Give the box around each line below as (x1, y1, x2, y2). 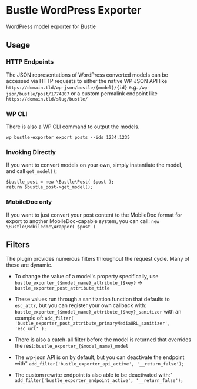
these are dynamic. (6, 261, 53, 268)
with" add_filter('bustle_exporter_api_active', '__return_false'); (14, 360, 185, 367)
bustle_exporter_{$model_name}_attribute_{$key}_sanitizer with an (14, 308, 182, 315)
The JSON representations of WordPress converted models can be (6, 71, 169, 78)
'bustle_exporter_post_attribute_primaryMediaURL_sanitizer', (14, 321, 171, 327)
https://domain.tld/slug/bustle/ (6, 96, 88, 102)
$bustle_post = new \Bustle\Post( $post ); (6, 179, 115, 185)
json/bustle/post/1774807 (6, 91, 69, 97)
